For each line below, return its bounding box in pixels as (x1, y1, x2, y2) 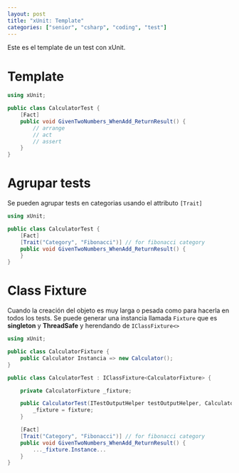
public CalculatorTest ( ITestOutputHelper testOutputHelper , (20, 400, 202, 407)
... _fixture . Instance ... (33, 446, 107, 453)
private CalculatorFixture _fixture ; (20, 387, 132, 395)
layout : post (7, 10, 46, 18)
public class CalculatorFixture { (7, 348, 110, 355)
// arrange (33, 124, 65, 132)
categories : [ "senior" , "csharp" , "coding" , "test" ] (7, 24, 167, 31)
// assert (33, 138, 62, 145)
